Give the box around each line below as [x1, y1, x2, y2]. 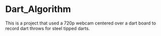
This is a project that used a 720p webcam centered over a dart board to [5, 20, 156, 26]
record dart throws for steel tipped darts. [5, 25, 90, 31]
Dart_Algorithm [5, 3, 71, 15]
